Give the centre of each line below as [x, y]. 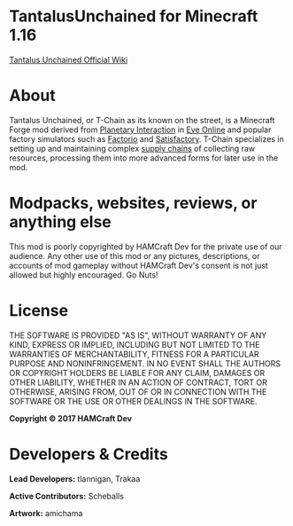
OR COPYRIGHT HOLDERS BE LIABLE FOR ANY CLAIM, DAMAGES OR [137, 373]
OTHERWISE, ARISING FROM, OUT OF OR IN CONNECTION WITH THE [138, 391]
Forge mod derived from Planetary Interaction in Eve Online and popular [140, 130]
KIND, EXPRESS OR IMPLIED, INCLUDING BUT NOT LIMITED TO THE [135, 344]
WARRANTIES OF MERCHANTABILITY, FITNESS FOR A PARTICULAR [134, 354]
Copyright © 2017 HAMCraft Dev [71, 418]
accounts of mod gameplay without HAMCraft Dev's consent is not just [139, 265]
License [39, 310]
